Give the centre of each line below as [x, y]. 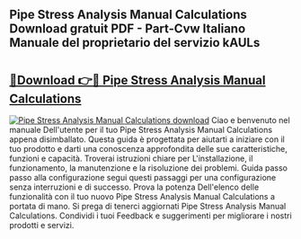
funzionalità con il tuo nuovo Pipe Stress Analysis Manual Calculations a [142, 196]
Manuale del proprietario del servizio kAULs [135, 43]
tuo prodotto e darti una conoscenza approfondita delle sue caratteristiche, [148, 149]
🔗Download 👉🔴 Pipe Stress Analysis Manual [137, 80]
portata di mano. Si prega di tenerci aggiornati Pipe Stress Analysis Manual [148, 206]
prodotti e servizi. [42, 225]
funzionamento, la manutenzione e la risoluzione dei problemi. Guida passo [148, 168]
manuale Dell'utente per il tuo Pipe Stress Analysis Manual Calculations [141, 130]
